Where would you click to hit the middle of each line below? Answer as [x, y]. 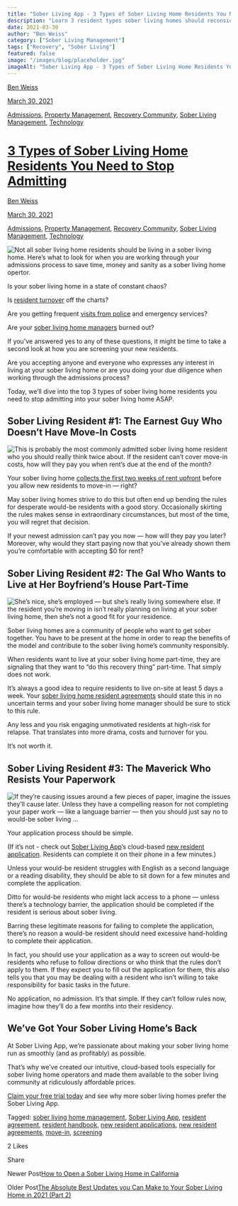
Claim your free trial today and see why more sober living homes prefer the [117, 1096]
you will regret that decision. [49, 522]
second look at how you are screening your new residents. [93, 348]
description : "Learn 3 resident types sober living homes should [106, 21]
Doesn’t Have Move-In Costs [72, 432]
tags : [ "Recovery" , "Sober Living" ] [61, 47]
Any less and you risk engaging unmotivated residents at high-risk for [109, 725]
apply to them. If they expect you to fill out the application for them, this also [119, 970]
